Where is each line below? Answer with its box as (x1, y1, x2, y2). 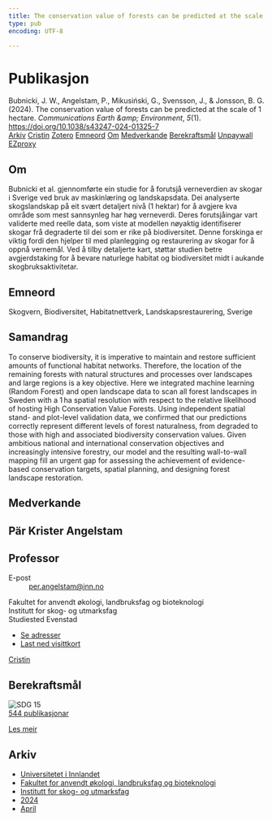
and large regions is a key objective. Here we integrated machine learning (8, 378, 255, 387)
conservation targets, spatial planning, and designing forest (31, 464, 230, 473)
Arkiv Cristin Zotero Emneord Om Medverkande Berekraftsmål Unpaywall (8, 131, 253, 140)
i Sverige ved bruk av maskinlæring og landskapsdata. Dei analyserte (8, 192, 240, 203)
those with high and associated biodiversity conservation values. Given (8, 430, 247, 439)
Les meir (8, 724, 38, 734)
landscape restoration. (8, 473, 84, 482)
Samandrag (8, 331, 69, 344)
